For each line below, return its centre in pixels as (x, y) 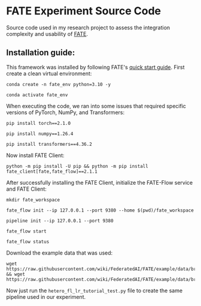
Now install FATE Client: (35, 155)
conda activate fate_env (37, 95)
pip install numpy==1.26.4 (40, 134)
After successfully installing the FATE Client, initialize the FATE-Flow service (100, 182)
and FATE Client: (26, 189)
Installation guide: (41, 53)
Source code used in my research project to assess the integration (88, 27)
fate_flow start (26, 231)
